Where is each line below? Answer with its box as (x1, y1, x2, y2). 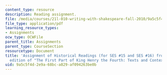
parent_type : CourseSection (5, 44, 64, 49)
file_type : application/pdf (5, 21, 64, 26)
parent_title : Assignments (5, 39, 61, 44)
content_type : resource (5, 7, 55, 12)
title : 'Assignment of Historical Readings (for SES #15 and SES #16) (5, 53, 155, 58)
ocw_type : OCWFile (5, 35, 43, 40)
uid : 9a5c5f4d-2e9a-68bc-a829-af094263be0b (5, 62, 97, 67)
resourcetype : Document (5, 48, 55, 53)
